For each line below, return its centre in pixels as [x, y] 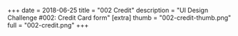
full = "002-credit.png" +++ [48, 25]
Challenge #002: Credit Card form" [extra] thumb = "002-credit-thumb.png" [119, 18]
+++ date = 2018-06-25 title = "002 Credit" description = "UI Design [108, 10]
